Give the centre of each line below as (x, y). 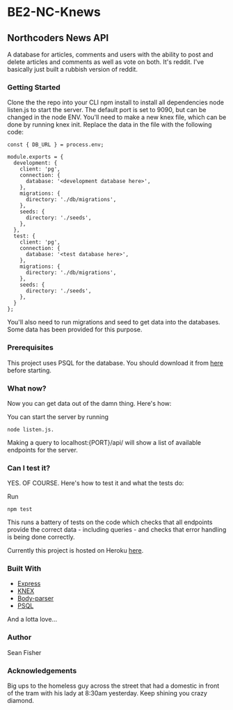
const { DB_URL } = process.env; (56, 145)
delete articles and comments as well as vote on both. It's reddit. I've (106, 62)
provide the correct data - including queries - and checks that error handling (117, 530)
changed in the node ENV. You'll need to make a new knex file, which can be (117, 117)
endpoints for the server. (42, 450)
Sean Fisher (24, 652)
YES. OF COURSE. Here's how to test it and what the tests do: (96, 483)
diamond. (21, 701)
